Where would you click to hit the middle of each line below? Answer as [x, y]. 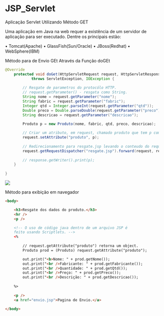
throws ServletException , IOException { [73, 79]
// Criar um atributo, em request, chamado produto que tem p [87, 133]
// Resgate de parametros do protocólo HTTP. [70, 88]
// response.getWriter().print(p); [59, 160]
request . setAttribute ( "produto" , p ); [61, 138]
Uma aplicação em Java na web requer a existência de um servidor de [76, 31]
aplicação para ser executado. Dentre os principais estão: [63, 37]
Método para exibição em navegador [42, 192]
